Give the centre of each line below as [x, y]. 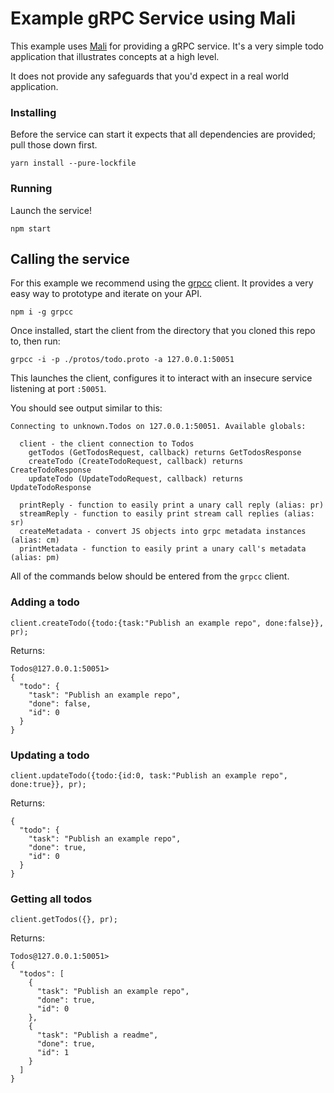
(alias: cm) [35, 540]
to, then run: [35, 341]
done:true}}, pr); [48, 784]
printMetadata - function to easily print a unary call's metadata [163, 549]
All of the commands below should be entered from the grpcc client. [150, 576]
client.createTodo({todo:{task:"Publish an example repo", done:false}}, [167, 623]
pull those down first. [54, 145]
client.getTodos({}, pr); [64, 920]
